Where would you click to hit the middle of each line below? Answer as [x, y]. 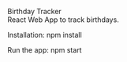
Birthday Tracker [35, 11]
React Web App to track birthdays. [63, 20]
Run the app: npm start [45, 50]
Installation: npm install [45, 35]
